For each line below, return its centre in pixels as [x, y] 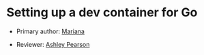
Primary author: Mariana [50, 31]
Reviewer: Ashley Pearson [53, 44]
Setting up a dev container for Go [102, 13]
